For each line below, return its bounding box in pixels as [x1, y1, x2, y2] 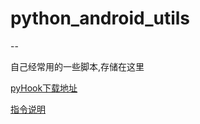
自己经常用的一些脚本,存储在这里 [10, 60, 145, 72]
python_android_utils [10, 7, 191, 30]
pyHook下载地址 [10, 82, 78, 94]
